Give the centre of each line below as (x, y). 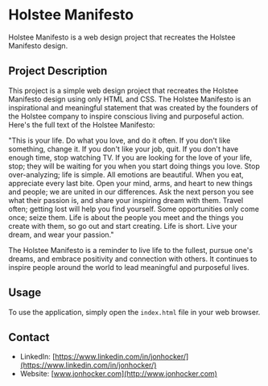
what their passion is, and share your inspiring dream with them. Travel (126, 200)
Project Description (58, 71)
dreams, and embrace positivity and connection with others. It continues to (133, 259)
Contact (29, 337)
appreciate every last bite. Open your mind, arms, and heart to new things (131, 183)
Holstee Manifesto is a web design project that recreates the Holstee (122, 37)
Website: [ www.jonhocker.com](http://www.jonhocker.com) (118, 374)
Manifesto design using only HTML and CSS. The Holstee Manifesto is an (130, 99)
